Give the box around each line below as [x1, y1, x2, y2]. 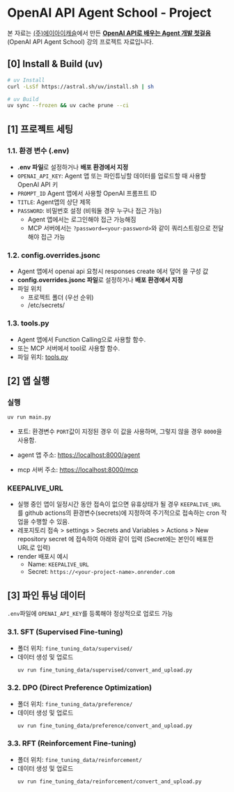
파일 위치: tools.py [17, 352, 68, 361]
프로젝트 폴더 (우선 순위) [27, 293, 94, 302]
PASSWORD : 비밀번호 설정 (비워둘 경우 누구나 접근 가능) [17, 206, 162, 215]
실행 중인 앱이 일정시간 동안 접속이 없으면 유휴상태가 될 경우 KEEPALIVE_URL [17, 500, 221, 508]
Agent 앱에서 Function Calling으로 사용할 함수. [17, 335, 146, 343]
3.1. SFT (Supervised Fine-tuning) [7, 627, 123, 637]
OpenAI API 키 [17, 180, 58, 189]
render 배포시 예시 [17, 552, 68, 561]
